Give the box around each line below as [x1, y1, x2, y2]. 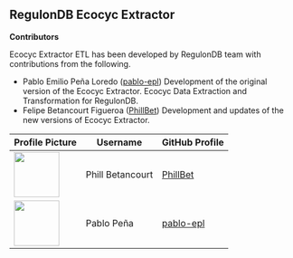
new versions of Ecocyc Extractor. [22, 114, 151, 125]
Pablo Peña [85, 216, 134, 229]
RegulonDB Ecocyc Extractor [9, 7, 175, 23]
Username [96, 136, 143, 148]
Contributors [9, 31, 60, 42]
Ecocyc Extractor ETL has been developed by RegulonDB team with [9, 49, 261, 60]
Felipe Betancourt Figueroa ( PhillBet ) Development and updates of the [22, 104, 285, 116]
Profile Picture [14, 136, 77, 148]
